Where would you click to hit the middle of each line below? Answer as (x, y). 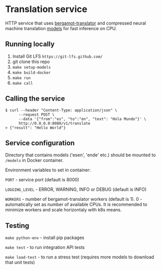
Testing (17, 226)
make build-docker (31, 73)
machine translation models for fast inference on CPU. (61, 28)
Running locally (30, 44)
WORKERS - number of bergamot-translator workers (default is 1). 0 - (74, 199)
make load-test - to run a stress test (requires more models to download (79, 257)
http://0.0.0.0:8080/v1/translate (54, 123)
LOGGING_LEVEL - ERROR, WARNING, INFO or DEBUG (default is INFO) (76, 189)
